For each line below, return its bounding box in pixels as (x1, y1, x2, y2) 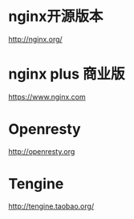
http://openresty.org (8, 146, 75, 156)
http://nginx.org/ (8, 34, 63, 44)
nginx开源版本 (8, 7, 104, 26)
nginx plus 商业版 (8, 65, 125, 83)
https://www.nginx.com (8, 91, 86, 101)
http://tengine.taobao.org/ (8, 201, 95, 211)
